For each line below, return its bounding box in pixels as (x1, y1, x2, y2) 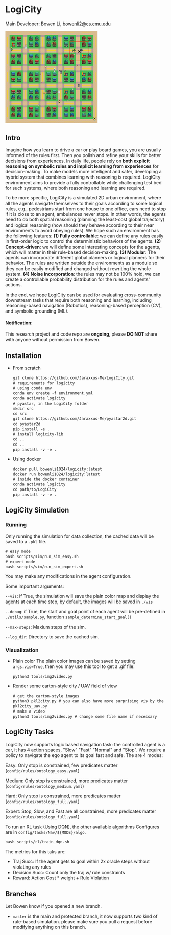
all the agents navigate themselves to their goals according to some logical (5, 200, 162, 206)
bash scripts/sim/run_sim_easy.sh (5, 554, 79, 559)
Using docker (12, 456, 41, 462)
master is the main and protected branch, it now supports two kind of (12, 913, 158, 919)
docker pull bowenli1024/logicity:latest (12, 466, 102, 472)
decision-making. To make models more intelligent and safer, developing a (5, 168, 162, 174)
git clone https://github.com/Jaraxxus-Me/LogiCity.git (12, 375, 134, 381)
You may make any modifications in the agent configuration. (5, 573, 132, 579)
